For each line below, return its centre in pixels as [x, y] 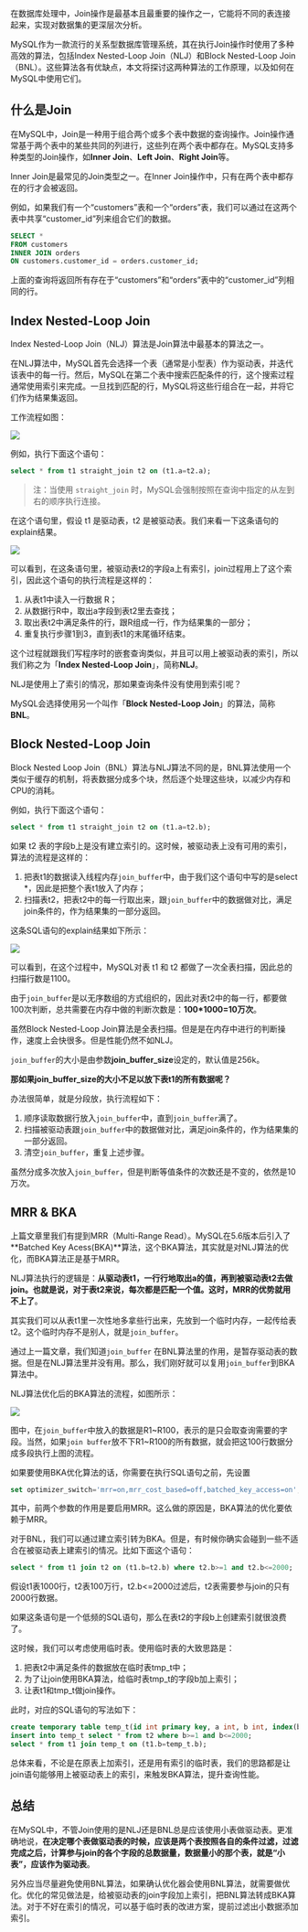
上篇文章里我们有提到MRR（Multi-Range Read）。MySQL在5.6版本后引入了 [151, 1235]
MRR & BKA [43, 1213]
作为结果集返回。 [50, 398]
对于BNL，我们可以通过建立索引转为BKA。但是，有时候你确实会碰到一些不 [150, 1539]
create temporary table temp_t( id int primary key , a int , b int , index [152, 1727]
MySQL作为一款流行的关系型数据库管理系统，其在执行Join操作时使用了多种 [153, 44]
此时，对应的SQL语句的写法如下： [74, 1710]
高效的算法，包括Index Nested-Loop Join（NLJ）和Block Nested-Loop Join [153, 56]
